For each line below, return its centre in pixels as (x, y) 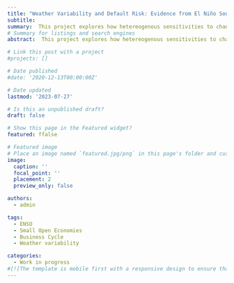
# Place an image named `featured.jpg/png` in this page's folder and (112, 154)
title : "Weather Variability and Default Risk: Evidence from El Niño (112, 14)
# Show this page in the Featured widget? (70, 128)
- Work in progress (42, 262)
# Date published (32, 71)
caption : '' (31, 167)
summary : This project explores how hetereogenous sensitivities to (110, 26)
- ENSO (23, 224)
